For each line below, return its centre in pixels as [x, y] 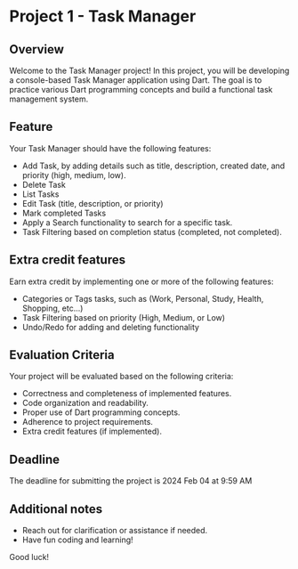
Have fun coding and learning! [77, 540]
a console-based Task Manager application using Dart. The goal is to [136, 80]
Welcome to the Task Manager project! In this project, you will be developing [149, 70]
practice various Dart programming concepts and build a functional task [141, 89]
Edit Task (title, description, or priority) [93, 203]
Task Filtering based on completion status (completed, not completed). [152, 232]
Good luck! [29, 557]
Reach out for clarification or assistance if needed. [115, 531]
